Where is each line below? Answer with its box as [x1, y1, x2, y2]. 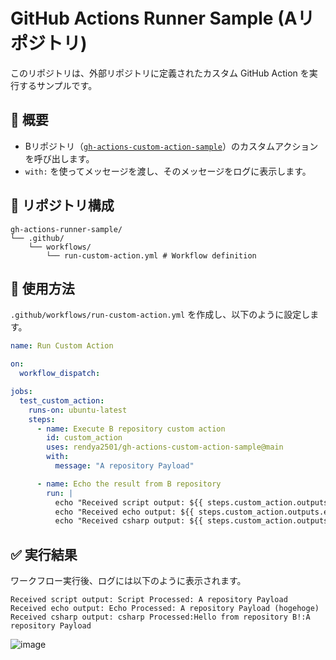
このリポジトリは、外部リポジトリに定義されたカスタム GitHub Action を [10, 67, 310, 79]
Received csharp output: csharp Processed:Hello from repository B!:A [10, 612, 311, 623]
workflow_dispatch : [19, 369, 101, 379]
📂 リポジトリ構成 [10, 197, 115, 214]
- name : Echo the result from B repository [36, 479, 222, 489]
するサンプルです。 [18, 79, 98, 91]
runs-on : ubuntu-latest [28, 405, 128, 415]
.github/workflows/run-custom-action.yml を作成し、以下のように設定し [10, 309, 311, 321]
